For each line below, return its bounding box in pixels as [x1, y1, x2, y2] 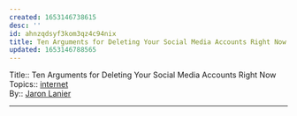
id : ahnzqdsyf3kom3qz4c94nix [9, 29, 117, 38]
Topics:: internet [9, 79, 69, 90]
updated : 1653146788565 [9, 46, 97, 54]
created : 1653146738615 [9, 12, 97, 22]
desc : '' [9, 21, 42, 30]
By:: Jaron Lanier [9, 89, 72, 99]
